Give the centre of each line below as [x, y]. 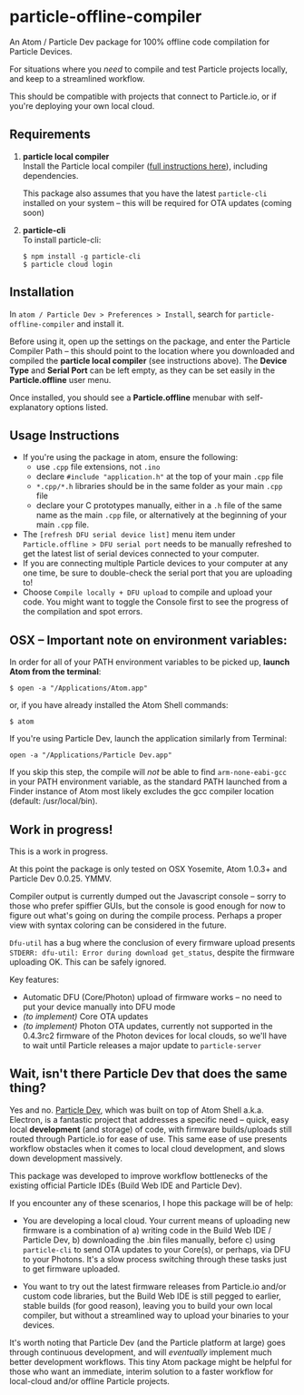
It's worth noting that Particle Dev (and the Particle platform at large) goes [147, 1342]
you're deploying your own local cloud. [82, 105]
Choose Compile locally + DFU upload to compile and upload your [147, 593]
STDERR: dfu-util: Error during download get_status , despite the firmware [152, 952]
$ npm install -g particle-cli [82, 256]
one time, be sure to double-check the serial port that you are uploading [157, 573]
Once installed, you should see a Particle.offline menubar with [127, 398]
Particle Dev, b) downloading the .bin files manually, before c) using [149, 1240]
